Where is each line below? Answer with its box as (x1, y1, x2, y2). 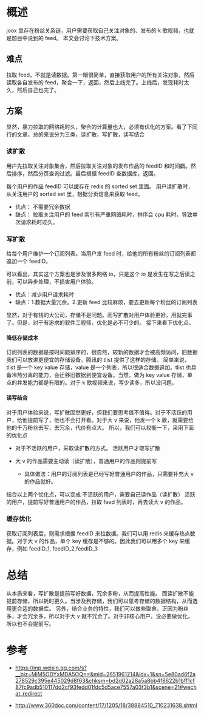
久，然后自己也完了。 (6, 86, 59, 93)
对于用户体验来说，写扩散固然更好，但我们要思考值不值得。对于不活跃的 (6, 408, 187, 416)
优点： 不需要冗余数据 (15, 203, 70, 210)
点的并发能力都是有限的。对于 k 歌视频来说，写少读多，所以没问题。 (6, 379, 177, 386)
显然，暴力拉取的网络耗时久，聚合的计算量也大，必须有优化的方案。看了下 (6, 123, 192, 130)
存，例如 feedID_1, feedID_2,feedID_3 (6, 544, 98, 552)
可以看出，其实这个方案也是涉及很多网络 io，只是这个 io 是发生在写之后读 (6, 271, 190, 278)
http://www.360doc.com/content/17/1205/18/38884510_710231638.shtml (15, 702, 197, 709)
